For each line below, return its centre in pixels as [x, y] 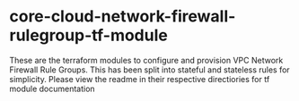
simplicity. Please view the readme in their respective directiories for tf [140, 79]
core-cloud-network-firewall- [123, 17]
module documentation [53, 88]
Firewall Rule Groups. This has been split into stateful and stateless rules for [149, 70]
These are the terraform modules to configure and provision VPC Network [146, 60]
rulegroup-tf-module [88, 35]
